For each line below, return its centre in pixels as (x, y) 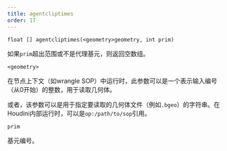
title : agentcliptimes (40, 14)
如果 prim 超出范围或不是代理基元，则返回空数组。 (78, 53)
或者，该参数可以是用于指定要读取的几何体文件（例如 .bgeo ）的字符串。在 (113, 104)
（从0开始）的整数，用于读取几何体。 (61, 89)
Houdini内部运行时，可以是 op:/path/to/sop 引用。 (79, 113)
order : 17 (22, 20)
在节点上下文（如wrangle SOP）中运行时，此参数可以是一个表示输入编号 (112, 81)
